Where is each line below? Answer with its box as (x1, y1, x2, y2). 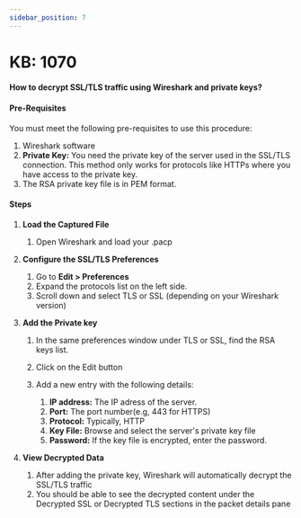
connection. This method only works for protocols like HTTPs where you (22, 159, 291, 170)
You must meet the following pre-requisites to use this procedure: (9, 122, 253, 133)
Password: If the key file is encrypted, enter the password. (49, 434, 268, 445)
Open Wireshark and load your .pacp (35, 236, 173, 247)
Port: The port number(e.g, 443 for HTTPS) (49, 406, 211, 416)
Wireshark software (22, 140, 96, 151)
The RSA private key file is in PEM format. (22, 178, 177, 189)
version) (35, 299, 67, 310)
